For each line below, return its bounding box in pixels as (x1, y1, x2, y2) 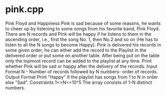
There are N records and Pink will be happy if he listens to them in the (5, 31, 152, 37)
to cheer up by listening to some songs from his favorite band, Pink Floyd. (5, 25, 160, 31)
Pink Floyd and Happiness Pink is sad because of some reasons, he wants (5, 20, 161, 26)
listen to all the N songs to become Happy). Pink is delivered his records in (5, 41, 161, 47)
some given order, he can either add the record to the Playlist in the (5, 47, 147, 53)
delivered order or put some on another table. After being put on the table (5, 52, 160, 59)
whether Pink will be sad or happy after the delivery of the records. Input (5, 63, 158, 69)
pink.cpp (5, 4, 44, 15)
